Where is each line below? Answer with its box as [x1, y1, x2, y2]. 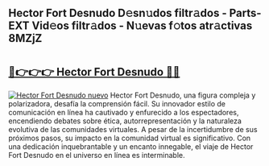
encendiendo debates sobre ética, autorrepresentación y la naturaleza [8, 116, 242, 126]
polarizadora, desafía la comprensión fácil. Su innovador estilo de [8, 99, 226, 108]
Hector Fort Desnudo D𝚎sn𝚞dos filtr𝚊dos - [8, 6, 227, 20]
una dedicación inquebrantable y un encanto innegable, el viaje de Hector [8, 142, 254, 151]
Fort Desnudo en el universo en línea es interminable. [8, 151, 185, 160]
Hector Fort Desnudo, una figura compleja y [110, 90, 256, 100]
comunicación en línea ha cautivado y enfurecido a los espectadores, [8, 108, 239, 117]
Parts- [229, 6, 262, 20]
